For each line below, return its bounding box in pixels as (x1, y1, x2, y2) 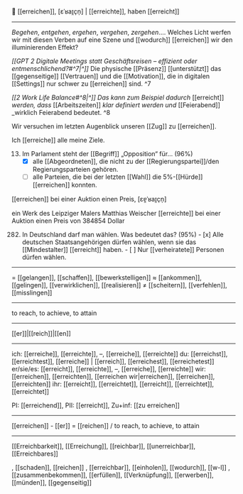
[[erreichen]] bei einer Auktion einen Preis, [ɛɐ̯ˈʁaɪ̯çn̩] (11, 195, 167, 204)
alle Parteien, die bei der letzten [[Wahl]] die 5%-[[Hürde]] (32, 172, 203, 181)
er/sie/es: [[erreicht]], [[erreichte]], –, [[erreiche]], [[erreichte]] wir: (11, 365, 207, 373)
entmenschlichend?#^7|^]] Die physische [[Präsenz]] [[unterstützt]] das (11, 65, 222, 72)
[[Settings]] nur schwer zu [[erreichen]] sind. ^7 (11, 79, 151, 88)
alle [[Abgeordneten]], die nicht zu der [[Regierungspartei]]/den (32, 157, 220, 165)
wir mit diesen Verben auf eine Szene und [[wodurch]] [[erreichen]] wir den (11, 35, 233, 44)
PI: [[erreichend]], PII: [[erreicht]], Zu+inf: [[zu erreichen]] (11, 401, 180, 410)
